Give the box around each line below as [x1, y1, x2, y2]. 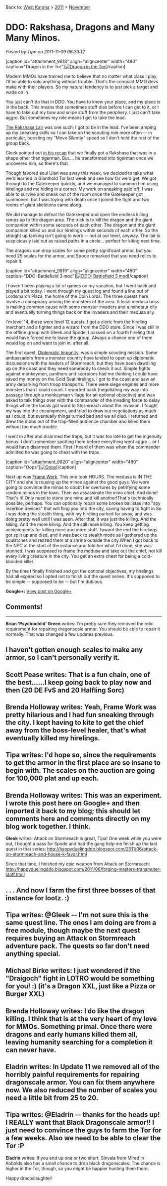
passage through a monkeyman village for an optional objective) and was [5, 392, 155, 398]
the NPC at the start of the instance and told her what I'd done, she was [5, 542, 152, 548]
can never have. [5, 1046, 56, 1054]
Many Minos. [5, 32, 61, 44]
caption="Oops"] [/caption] [5, 464, 76, 470]
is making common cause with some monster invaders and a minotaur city [5, 304, 158, 310]
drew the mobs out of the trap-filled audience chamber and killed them [5, 418, 151, 424]
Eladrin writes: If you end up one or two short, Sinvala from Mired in [5, 1155, 144, 1161]
